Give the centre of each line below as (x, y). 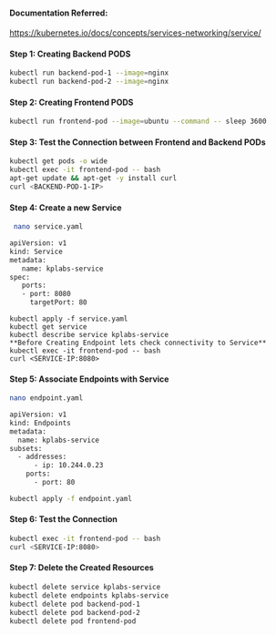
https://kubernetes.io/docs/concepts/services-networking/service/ (135, 33)
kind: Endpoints (40, 423)
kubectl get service (49, 327)
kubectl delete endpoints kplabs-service (89, 595)
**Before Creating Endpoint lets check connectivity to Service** (138, 343)
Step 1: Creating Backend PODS (70, 54)
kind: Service (36, 251)
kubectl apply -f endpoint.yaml (71, 498)
